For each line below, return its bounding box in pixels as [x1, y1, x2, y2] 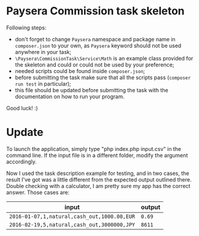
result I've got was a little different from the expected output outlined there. [6, 176, 192, 183]
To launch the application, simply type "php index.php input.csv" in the [6, 145, 182, 152]
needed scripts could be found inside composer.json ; [14, 67, 146, 74]
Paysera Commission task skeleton [6, 4, 185, 18]
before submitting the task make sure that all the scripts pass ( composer [14, 74, 191, 81]
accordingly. [6, 158, 37, 165]
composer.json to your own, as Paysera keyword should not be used [14, 42, 182, 49]
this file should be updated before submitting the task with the [14, 86, 169, 93]
